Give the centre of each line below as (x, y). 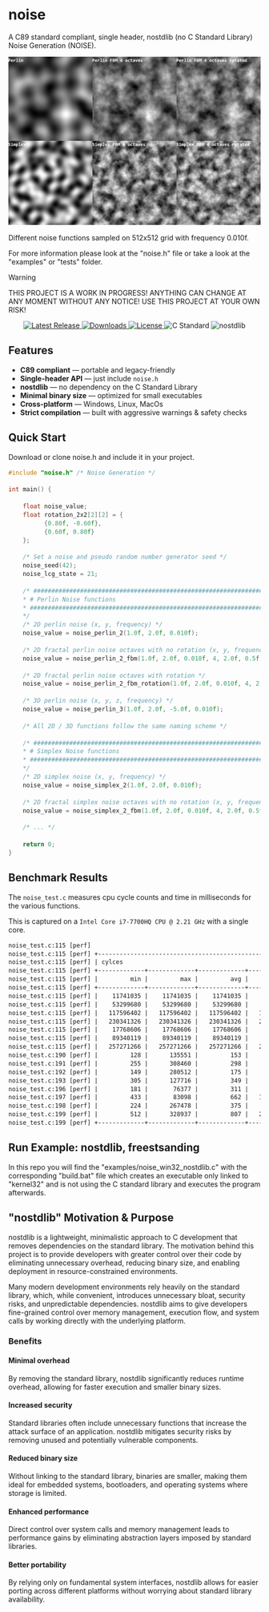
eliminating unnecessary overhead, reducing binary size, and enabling (124, 1263)
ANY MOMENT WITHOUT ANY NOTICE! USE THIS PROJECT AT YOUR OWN (134, 301)
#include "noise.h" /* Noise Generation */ (82, 473)
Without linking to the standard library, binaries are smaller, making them (128, 1477)
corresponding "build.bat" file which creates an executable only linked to (128, 1175)
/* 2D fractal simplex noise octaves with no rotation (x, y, (128, 802)
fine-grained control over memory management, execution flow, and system (134, 1312)
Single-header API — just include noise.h (89, 378)
